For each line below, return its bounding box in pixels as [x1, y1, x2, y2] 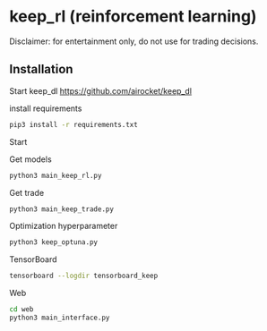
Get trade [9, 187, 45, 198]
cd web [9, 305, 34, 314]
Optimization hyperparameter [9, 221, 118, 232]
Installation [9, 62, 73, 77]
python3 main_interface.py [9, 313, 110, 322]
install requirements [9, 103, 82, 114]
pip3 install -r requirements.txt [9, 120, 139, 129]
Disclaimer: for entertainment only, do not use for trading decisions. [9, 36, 259, 47]
